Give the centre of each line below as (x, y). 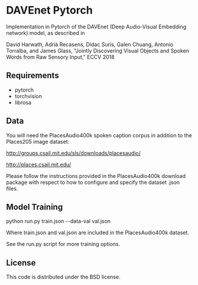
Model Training (35, 207)
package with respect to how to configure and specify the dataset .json (93, 182)
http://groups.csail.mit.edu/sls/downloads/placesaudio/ (73, 153)
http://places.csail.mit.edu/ (39, 164)
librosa (23, 102)
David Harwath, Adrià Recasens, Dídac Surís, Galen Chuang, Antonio (90, 44)
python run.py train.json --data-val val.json (59, 221)
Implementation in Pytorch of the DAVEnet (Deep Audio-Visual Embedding (96, 27)
